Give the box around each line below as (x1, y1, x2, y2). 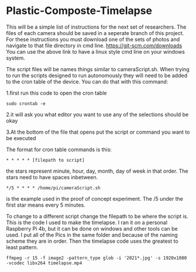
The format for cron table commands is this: (6, 146, 112, 153)
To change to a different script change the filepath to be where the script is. (6, 212, 188, 219)
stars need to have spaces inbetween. (6, 173, 98, 180)
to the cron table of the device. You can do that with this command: (6, 78, 169, 85)
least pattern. (6, 243, 39, 250)
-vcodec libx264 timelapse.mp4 (6, 260, 82, 266)
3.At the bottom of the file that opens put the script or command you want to (6, 128, 190, 135)
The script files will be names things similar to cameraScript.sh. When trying (6, 65, 190, 72)
